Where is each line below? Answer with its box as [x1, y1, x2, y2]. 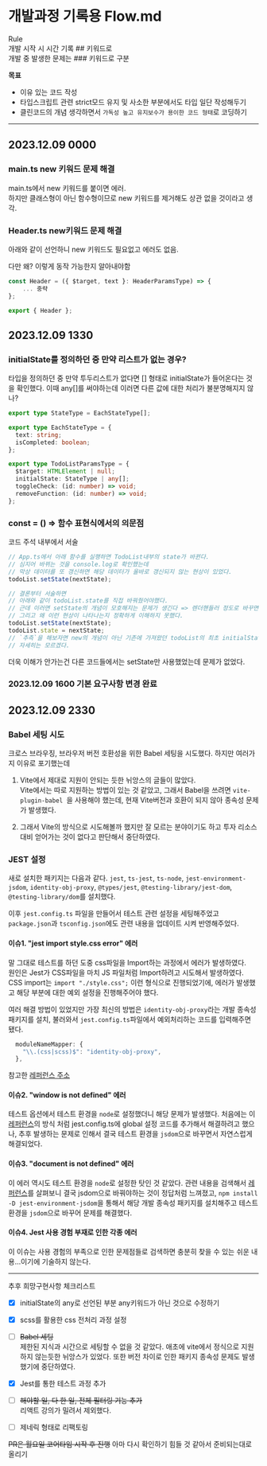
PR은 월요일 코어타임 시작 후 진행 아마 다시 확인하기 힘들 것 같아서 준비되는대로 [8, 1440, 253, 1449]
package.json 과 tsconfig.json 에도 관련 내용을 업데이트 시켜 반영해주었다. [8, 918, 240, 928]
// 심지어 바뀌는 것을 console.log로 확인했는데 [8, 560, 149, 568]
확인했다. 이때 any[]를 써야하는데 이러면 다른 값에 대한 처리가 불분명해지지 [16, 384, 246, 393]
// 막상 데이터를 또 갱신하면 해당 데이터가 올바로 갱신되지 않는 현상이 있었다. [8, 567, 233, 575]
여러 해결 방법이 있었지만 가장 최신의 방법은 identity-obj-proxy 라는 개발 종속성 [8, 1004, 257, 1014]
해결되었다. [8, 1139, 43, 1148]
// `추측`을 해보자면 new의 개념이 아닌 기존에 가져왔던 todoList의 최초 [8, 634, 219, 641]
